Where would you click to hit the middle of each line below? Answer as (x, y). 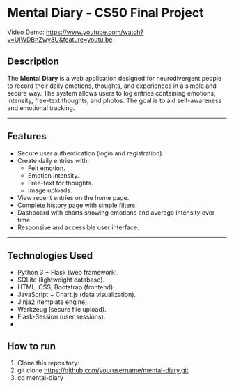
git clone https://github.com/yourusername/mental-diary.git (103, 370)
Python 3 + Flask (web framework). (68, 273)
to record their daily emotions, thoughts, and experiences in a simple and (112, 86)
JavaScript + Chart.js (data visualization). (77, 295)
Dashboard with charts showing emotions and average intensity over (116, 212)
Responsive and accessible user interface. (78, 227)
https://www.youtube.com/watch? (95, 32)
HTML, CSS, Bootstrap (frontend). (66, 287)
